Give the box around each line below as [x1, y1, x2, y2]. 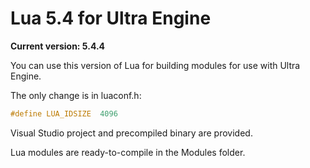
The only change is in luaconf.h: [10, 89, 142, 101]
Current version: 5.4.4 [10, 40, 106, 52]
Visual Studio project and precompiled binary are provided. [10, 127, 253, 139]
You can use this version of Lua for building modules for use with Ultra [10, 59, 301, 71]
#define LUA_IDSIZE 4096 [10, 108, 118, 119]
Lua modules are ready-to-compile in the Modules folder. [10, 146, 246, 158]
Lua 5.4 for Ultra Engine [10, 7, 212, 30]
